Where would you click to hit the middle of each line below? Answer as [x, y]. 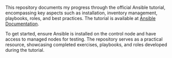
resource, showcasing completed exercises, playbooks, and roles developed [86, 45]
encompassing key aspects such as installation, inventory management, [81, 13]
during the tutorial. [25, 50]
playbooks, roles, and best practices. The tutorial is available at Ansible [80, 18]
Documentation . [22, 24]
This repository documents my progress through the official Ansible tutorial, [85, 7]
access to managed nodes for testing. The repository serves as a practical [84, 39]
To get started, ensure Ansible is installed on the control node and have [81, 34]
